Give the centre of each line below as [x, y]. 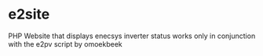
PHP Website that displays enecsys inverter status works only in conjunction [132, 36]
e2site [29, 14]
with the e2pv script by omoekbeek [66, 44]
